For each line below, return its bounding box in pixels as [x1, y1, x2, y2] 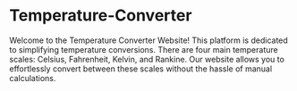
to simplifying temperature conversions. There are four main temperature [9, 44, 279, 54]
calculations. [9, 72, 56, 83]
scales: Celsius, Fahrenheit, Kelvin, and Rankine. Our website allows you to [9, 54, 284, 64]
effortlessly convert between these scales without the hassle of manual [9, 63, 273, 74]
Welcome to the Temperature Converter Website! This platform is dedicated [9, 35, 288, 45]
